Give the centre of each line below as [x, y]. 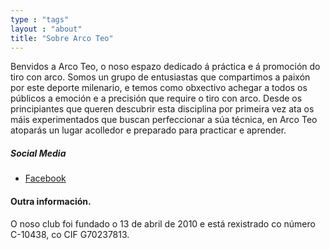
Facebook [45, 178]
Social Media [38, 153]
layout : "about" [46, 29]
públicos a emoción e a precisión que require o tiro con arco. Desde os [156, 98]
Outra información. [51, 201]
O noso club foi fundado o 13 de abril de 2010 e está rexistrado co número [163, 223]
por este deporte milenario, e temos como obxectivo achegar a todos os [159, 88]
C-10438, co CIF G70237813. [70, 234]
